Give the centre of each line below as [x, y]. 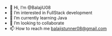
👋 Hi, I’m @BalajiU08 [30, 8]
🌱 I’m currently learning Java [38, 18]
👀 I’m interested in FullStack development [51, 13]
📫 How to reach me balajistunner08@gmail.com [58, 28]
